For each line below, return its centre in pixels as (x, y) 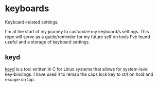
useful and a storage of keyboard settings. (47, 42)
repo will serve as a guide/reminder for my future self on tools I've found (78, 37)
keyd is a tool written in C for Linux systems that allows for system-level (77, 69)
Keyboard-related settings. (32, 22)
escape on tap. (20, 79)
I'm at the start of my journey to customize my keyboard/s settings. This (77, 31)
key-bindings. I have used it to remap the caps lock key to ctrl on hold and (79, 74)
